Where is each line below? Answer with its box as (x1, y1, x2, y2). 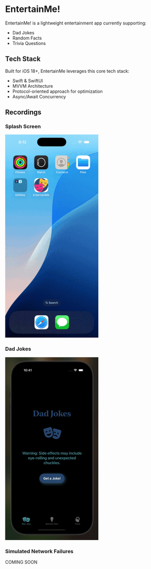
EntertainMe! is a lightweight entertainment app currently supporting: (5, 20, 147, 26)
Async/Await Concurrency (12, 93, 66, 99)
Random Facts (12, 35, 42, 41)
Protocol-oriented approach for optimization (12, 88, 103, 94)
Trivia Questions (12, 40, 46, 46)
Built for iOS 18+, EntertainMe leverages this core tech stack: (5, 68, 130, 74)
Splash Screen (5, 123, 41, 130)
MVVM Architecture (12, 83, 53, 89)
